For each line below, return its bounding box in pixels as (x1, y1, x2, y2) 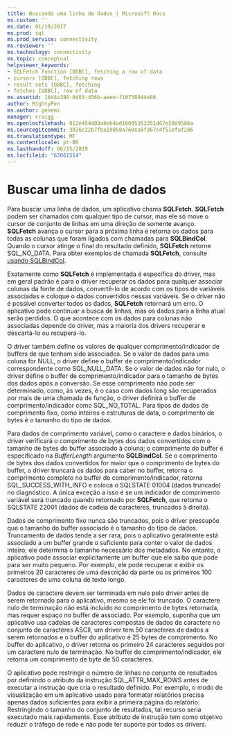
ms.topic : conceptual (7, 55, 70, 62)
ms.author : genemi (7, 107, 60, 114)
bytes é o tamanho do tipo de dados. (7, 415, 112, 424)
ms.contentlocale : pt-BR (7, 139, 79, 146)
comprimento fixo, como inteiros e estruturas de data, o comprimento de (7, 408, 215, 417)
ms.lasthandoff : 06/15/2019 (7, 146, 89, 153)
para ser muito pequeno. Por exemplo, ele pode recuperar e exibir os (7, 560, 204, 569)
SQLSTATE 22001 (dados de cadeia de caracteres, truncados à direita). (7, 503, 211, 511)
